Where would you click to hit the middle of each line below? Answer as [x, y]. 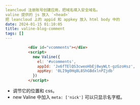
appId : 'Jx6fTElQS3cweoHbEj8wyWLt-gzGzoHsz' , [87, 66]
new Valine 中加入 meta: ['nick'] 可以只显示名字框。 [69, 97]
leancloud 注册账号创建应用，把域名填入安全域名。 [53, 10]
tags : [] [15, 33]
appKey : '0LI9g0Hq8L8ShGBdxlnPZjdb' [76, 71]
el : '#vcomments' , [57, 61]
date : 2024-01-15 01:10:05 [34, 24]
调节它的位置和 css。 [35, 91]
